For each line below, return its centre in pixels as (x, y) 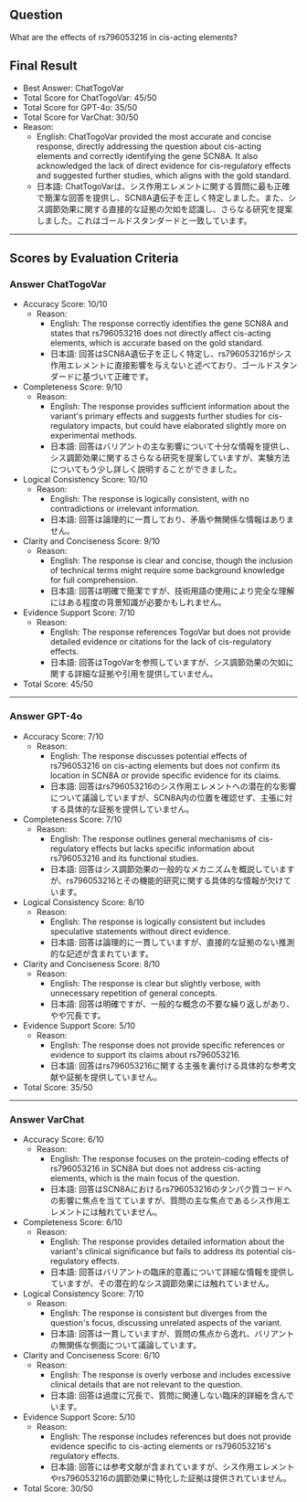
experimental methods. (93, 436)
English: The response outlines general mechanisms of (153, 838)
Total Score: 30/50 (58, 1488)
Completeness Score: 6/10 (73, 1222)
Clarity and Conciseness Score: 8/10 (91, 964)
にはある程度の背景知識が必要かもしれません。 (138, 602)
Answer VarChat (47, 1119)
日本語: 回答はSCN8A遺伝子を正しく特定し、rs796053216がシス (171, 354)
